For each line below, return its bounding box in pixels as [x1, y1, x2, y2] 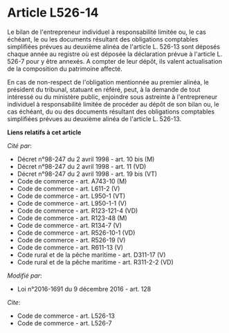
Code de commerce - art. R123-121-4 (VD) [17, 206, 138, 215]
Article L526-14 [7, 5, 99, 21]
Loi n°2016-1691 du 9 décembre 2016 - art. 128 [17, 285, 152, 293]
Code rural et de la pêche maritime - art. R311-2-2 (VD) [17, 258, 174, 266]
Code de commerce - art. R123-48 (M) [17, 213, 128, 222]
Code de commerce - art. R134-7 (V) [17, 221, 122, 229]
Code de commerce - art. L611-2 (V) [17, 184, 120, 192]
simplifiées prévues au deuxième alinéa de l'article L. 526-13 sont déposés [7, 42, 220, 51]
